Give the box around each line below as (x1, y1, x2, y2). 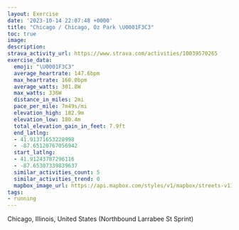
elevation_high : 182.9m (14, 109, 84, 116)
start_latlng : (14, 149, 55, 156)
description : (7, 43, 46, 50)
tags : (7, 189, 23, 196)
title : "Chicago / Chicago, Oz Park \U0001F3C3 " (7, 23, 154, 31)
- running (7, 195, 37, 202)
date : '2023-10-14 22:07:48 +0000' (7, 17, 113, 24)
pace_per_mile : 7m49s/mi (14, 103, 87, 110)
